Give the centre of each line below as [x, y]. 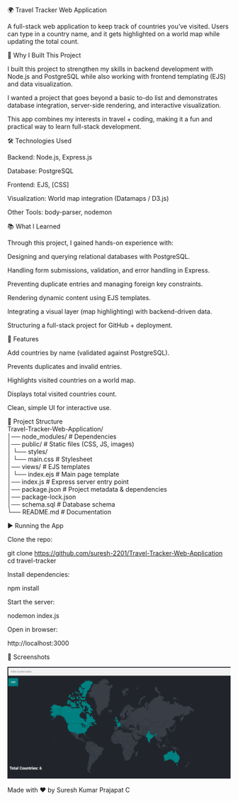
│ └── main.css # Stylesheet [50, 459]
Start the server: [31, 602]
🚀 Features [23, 339]
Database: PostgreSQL [41, 171]
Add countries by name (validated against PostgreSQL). [89, 353]
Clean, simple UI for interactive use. [59, 408]
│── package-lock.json [42, 497]
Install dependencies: [39, 574]
